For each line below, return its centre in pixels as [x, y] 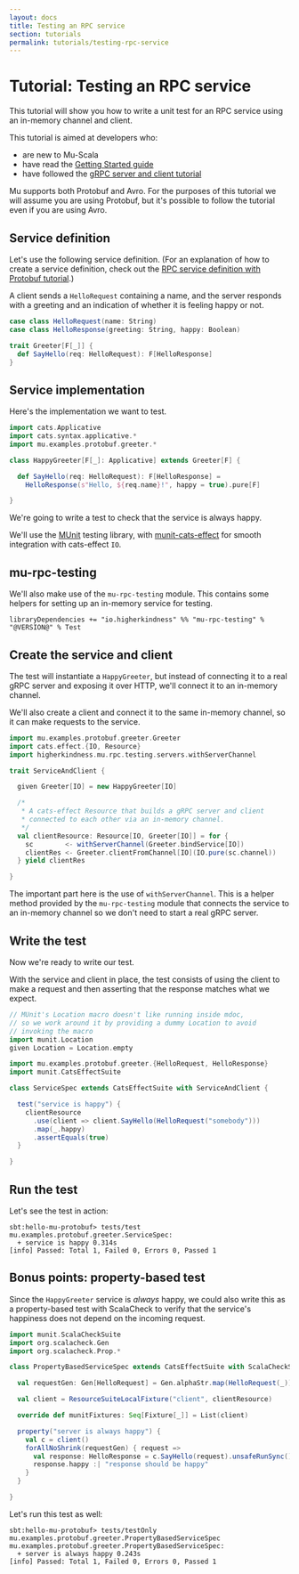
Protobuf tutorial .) [42, 278]
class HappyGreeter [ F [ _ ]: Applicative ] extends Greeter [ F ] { [125, 460]
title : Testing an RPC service [67, 26]
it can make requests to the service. [75, 721]
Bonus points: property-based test [108, 1278]
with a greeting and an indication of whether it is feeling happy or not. [137, 305]
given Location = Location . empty [71, 1048]
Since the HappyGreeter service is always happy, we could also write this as [148, 1299]
